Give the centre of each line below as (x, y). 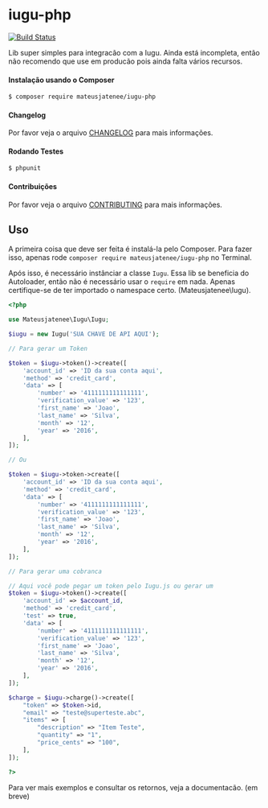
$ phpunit (25, 168)
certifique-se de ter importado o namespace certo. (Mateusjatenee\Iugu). (130, 291)
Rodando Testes (36, 151)
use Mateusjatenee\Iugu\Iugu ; (59, 319)
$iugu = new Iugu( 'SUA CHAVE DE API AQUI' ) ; (84, 334)
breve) (19, 796)
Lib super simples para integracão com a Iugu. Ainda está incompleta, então (134, 52)
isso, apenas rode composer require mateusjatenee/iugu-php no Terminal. (130, 258)
